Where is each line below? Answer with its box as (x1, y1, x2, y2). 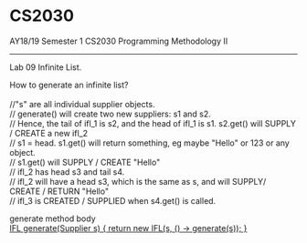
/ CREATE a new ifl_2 (9, 127, 89, 138)
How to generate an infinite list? (9, 79, 129, 90)
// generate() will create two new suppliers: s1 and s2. (9, 108, 212, 119)
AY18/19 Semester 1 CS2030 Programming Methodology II (9, 35, 228, 46)
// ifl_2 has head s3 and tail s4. (9, 166, 125, 177)
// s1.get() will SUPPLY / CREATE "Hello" (9, 157, 161, 167)
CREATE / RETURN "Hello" (9, 186, 110, 197)
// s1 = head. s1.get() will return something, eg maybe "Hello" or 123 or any (9, 137, 290, 148)
